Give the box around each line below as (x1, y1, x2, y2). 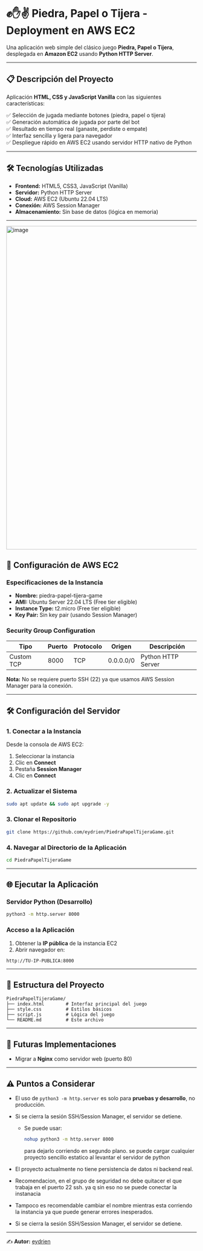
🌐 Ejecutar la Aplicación (6, 879, 98, 890)
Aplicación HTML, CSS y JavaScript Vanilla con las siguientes (6, 93, 162, 101)
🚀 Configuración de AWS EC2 (6, 560, 119, 570)
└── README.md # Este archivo (6, 1017, 104, 1023)
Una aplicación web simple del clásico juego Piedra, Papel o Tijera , (6, 44, 174, 51)
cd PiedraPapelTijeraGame (6, 857, 71, 863)
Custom (9, 652, 32, 661)
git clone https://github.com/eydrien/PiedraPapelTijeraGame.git (6, 829, 174, 835)
